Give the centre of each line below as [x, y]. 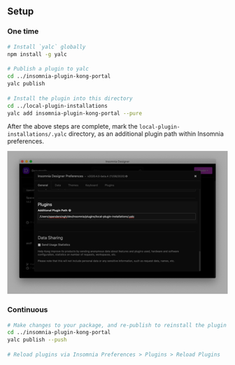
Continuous [28, 310]
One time [23, 31]
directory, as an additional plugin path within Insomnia [146, 134]
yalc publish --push [37, 340]
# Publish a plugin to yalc [48, 69]
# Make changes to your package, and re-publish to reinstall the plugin [117, 325]
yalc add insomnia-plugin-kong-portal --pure [74, 113]
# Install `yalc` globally [47, 47]
